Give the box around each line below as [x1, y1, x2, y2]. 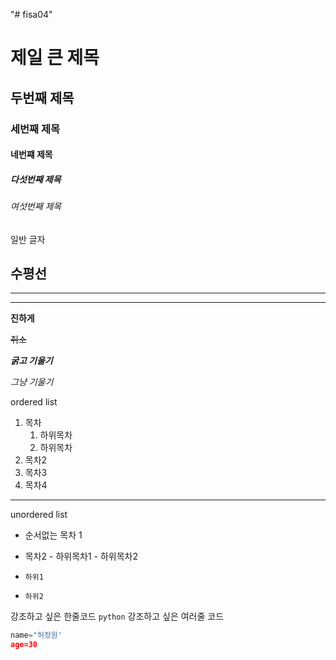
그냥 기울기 [10, 376, 54, 388]
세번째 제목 [10, 122, 61, 136]
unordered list [10, 509, 68, 521]
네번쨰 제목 [10, 149, 53, 161]
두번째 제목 [10, 89, 75, 106]
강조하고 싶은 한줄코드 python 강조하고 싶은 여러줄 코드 [10, 610, 225, 623]
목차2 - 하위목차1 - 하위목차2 [24, 550, 138, 563]
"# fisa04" [10, 9, 53, 20]
